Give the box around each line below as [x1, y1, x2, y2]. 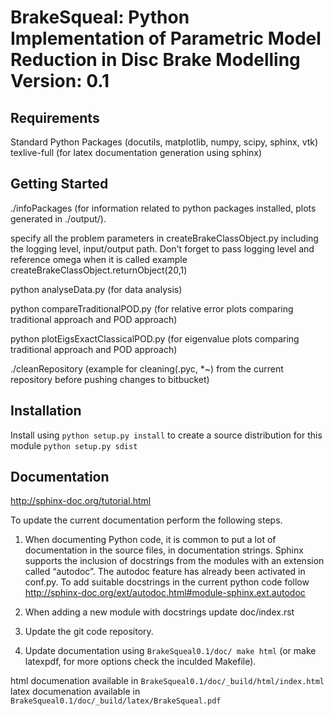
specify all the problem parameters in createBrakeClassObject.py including [10, 232, 319, 244]
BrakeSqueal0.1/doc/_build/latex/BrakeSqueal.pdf [10, 696, 222, 706]
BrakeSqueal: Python [10, 6, 190, 29]
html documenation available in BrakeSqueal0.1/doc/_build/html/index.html [10, 675, 325, 687]
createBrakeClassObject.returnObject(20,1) [10, 264, 188, 276]
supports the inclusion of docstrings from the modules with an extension [24, 555, 325, 567]
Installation [10, 402, 82, 420]
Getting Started [10, 176, 109, 193]
